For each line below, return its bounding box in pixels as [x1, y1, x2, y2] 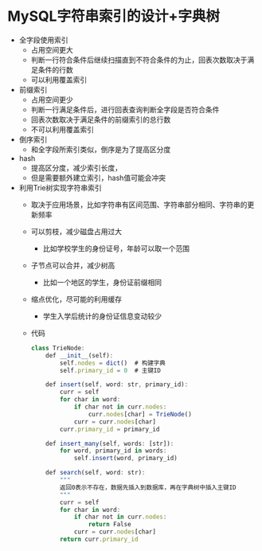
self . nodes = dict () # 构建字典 [59, 359, 166, 367]
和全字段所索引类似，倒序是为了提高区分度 [30, 144, 171, 154]
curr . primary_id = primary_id [59, 425, 160, 433]
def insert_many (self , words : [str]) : [45, 440, 174, 447]
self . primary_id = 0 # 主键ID [59, 366, 161, 374]
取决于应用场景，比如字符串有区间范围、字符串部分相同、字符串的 [30, 200, 248, 209]
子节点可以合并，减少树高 [30, 260, 115, 270]
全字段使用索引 [18, 35, 68, 45]
